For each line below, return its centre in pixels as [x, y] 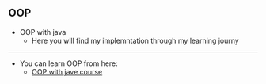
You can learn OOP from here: [69, 63]
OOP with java [43, 32]
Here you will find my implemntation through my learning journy [135, 40]
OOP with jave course [67, 71]
